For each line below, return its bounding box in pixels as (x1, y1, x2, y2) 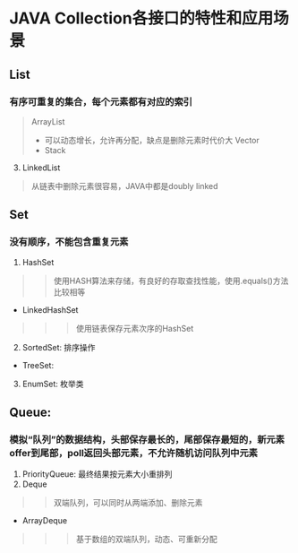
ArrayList (30, 116, 65, 126)
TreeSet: (21, 359, 55, 370)
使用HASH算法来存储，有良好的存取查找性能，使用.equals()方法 (53, 275, 289, 286)
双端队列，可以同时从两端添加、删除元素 (53, 497, 203, 508)
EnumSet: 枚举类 (21, 378, 84, 389)
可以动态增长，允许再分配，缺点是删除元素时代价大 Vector (44, 134, 260, 145)
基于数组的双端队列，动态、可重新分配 (75, 534, 217, 545)
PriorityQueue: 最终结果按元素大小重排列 (21, 469, 173, 480)
